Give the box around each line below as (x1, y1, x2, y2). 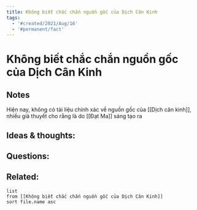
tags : (6, 15, 20, 21)
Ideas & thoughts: (6, 130, 75, 141)
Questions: (6, 151, 50, 162)
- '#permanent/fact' (12, 26, 64, 32)
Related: (6, 172, 39, 182)
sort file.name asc (6, 198, 56, 205)
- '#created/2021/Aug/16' (12, 20, 79, 26)
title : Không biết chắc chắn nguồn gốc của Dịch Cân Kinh (6, 9, 158, 15)
